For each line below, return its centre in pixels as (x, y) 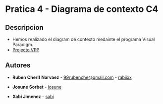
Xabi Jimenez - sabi (33, 96)
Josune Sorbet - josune (37, 87)
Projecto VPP (26, 50)
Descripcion (24, 27)
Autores (18, 65)
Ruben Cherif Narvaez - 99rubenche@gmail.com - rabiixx (72, 77)
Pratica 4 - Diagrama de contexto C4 (82, 9)
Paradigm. (23, 45)
